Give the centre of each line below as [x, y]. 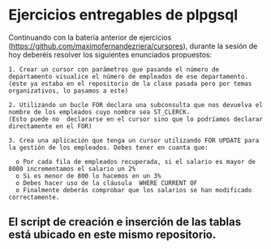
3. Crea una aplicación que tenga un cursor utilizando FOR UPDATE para [134, 140]
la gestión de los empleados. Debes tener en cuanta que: [108, 148]
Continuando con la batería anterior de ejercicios [90, 37]
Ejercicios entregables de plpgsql [123, 15]
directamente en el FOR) [50, 126]
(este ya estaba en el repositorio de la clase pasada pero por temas [130, 84]
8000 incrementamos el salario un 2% [72, 169]
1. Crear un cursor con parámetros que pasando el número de [114, 69]
